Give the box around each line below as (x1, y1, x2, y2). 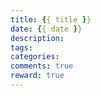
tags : (10, 42, 33, 53)
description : (10, 33, 65, 43)
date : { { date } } (10, 24, 83, 34)
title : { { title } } (10, 14, 92, 25)
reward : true (10, 71, 65, 81)
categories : (10, 52, 60, 62)
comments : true (10, 61, 74, 71)
